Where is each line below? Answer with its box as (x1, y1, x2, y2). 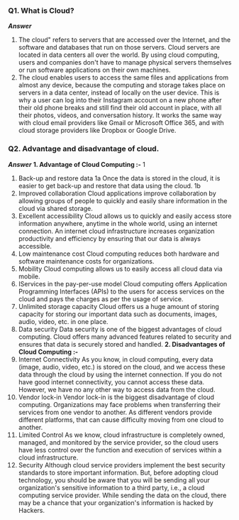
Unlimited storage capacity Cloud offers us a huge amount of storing (18, 302, 219, 310)
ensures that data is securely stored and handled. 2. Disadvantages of (18, 340, 226, 348)
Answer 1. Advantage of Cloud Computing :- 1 (8, 160, 146, 168)
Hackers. (18, 506, 45, 514)
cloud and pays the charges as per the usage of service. (18, 294, 184, 303)
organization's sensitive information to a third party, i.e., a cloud (18, 483, 205, 492)
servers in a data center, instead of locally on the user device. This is (18, 88, 220, 97)
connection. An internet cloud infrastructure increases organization (18, 227, 215, 235)
